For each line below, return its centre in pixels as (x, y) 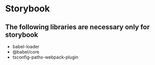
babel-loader (26, 47)
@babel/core (26, 52)
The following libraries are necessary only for (77, 27)
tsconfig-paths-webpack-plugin (45, 57)
